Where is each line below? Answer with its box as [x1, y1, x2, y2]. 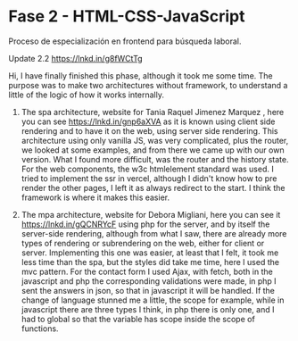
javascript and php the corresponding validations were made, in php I [21, 275, 277, 287]
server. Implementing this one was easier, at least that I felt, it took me [21, 247, 279, 258]
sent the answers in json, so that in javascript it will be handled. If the [21, 285, 276, 295]
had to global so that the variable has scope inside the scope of [21, 313, 255, 324]
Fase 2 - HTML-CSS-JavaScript [8, 6, 245, 27]
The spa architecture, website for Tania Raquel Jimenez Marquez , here [21, 106, 285, 117]
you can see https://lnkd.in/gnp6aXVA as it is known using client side [21, 116, 276, 127]
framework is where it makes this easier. [21, 192, 170, 203]
